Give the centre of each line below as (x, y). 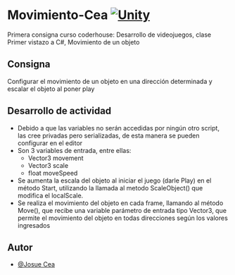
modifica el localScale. (50, 195)
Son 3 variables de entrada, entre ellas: (74, 150)
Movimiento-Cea (58, 15)
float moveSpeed (53, 173)
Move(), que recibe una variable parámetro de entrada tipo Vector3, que (122, 210)
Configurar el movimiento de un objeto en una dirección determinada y (110, 81)
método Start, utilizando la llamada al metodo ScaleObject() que (110, 188)
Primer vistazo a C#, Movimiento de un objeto (74, 42)
